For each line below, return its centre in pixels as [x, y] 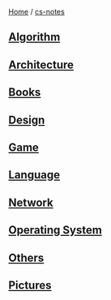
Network [31, 202]
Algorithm [34, 37]
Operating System [55, 230]
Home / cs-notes [36, 12]
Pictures [30, 285]
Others [26, 257]
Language [34, 175]
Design [27, 120]
